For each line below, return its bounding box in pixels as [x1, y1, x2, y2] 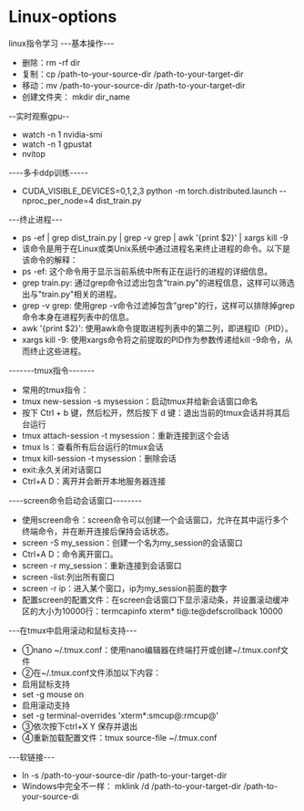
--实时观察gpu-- [8, 110, 70, 121]
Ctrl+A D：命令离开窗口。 [21, 548, 118, 559]
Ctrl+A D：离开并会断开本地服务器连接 [21, 475, 166, 486]
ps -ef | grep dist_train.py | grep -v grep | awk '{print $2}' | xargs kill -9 [21, 232, 289, 243]
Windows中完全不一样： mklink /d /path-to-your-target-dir [21, 780, 242, 791]
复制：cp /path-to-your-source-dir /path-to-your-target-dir [21, 68, 244, 79]
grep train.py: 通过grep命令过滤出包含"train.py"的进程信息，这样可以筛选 [21, 276, 295, 288]
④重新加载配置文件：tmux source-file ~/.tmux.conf [21, 732, 218, 743]
